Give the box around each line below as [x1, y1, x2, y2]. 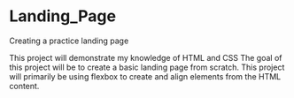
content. [9, 80, 40, 91]
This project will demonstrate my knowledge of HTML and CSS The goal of [9, 52, 282, 63]
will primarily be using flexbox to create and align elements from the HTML [9, 71, 282, 81]
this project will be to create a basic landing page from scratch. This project [9, 62, 285, 72]
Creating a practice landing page [9, 35, 129, 46]
